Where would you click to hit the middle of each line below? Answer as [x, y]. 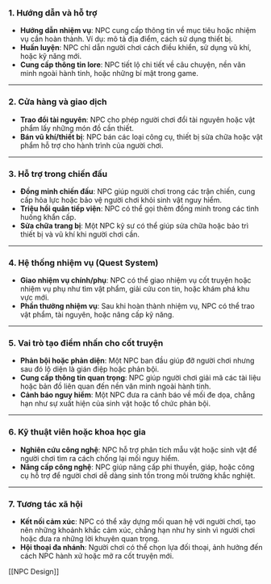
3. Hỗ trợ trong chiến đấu [58, 174]
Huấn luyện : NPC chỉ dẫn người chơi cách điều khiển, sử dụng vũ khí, [135, 48]
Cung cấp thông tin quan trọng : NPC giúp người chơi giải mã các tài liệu [140, 378]
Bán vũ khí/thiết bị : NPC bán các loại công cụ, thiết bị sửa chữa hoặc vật [141, 137]
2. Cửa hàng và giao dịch [58, 102]
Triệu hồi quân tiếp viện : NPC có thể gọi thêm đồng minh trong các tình [140, 208]
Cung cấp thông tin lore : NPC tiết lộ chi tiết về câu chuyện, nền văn [133, 65]
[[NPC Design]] [33, 572]
